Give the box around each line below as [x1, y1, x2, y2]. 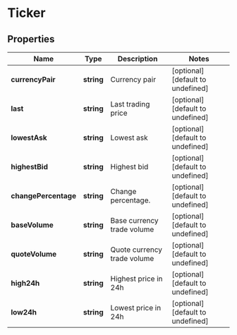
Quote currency [110, 245, 162, 255]
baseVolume [11, 220, 54, 230]
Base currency [110, 216, 159, 225]
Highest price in [110, 274, 164, 284]
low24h [11, 307, 37, 317]
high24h [11, 279, 40, 288]
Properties [7, 33, 55, 45]
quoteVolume [11, 249, 57, 259]
